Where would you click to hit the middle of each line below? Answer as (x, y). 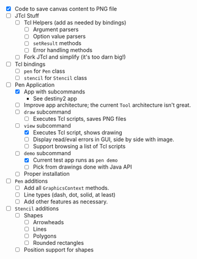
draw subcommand (47, 112)
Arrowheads (48, 222)
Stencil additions (37, 208)
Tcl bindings (30, 64)
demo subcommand (47, 153)
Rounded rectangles (58, 243)
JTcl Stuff (27, 16)
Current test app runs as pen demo (75, 160)
